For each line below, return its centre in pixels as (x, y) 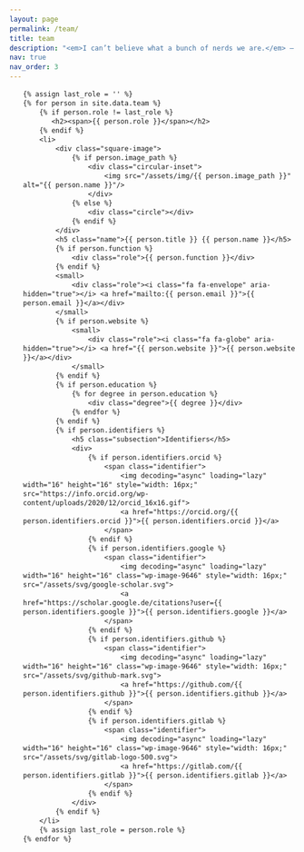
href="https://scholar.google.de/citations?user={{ (122, 603)
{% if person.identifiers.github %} (157, 639)
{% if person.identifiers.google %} (157, 549)
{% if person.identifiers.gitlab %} (157, 721)
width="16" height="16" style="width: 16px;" (110, 485)
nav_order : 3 (34, 67)
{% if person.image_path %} (124, 158)
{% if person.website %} (103, 322)
